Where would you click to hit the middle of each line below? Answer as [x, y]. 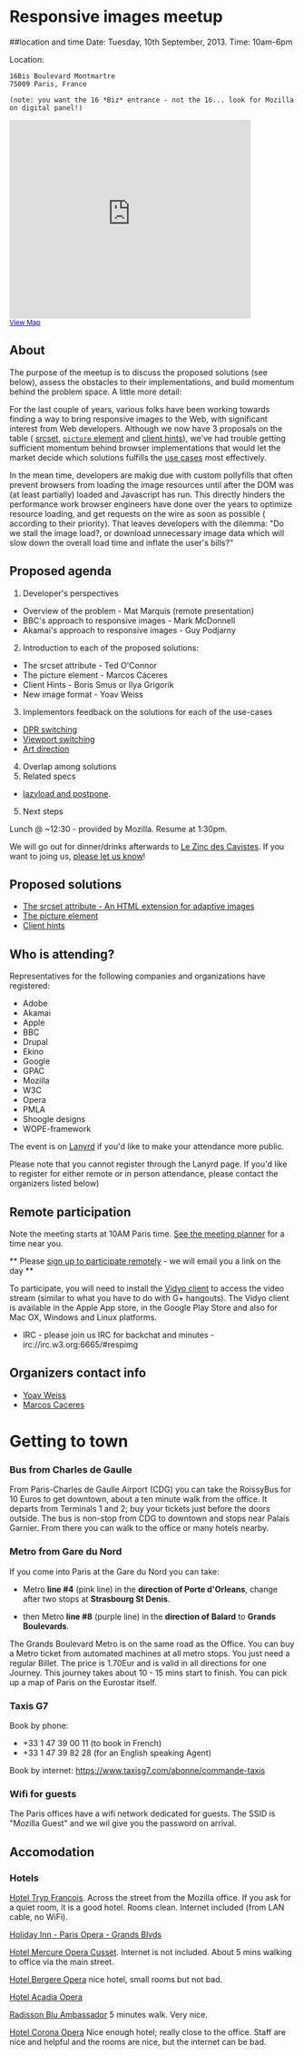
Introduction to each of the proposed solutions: [111, 648]
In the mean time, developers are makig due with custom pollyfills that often [151, 475]
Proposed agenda [60, 571]
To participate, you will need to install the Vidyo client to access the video [147, 1288]
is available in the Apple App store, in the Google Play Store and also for [144, 1307]
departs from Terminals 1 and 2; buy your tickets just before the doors [140, 1509]
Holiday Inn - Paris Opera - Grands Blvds [85, 1934]
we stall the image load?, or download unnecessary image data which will [147, 532]
